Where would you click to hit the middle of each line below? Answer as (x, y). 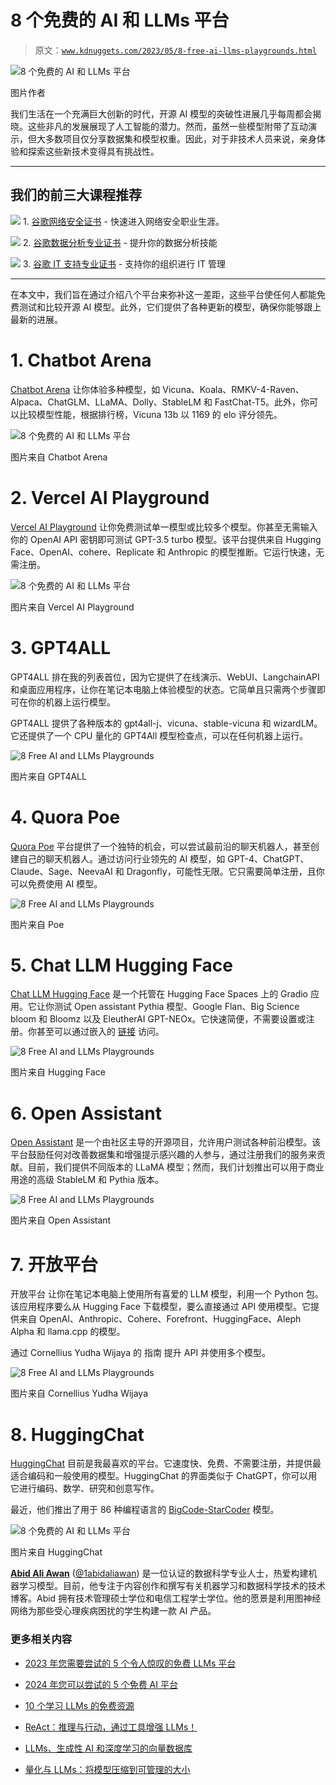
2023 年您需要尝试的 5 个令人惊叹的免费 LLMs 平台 (130, 1663)
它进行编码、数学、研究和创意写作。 (85, 1488)
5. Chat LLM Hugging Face (122, 965)
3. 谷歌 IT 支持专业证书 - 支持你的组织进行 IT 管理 (124, 263)
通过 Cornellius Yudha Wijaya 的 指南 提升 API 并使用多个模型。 (141, 1353)
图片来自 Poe (37, 924)
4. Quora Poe (65, 817)
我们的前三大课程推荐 (76, 195)
